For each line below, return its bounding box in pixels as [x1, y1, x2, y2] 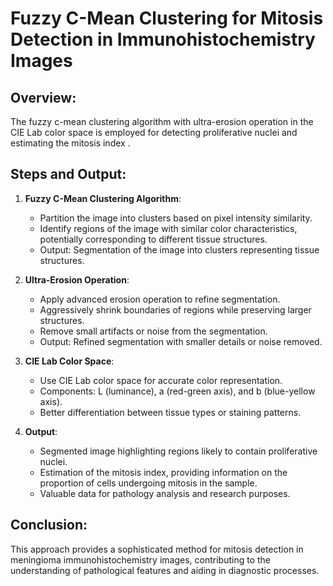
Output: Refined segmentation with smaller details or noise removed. [39, 335, 323, 347]
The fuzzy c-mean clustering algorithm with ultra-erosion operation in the [10, 116, 314, 127]
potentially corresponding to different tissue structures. [39, 233, 268, 245]
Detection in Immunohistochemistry [10, 28, 316, 51]
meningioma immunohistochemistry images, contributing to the [10, 553, 271, 566]
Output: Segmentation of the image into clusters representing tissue [39, 243, 320, 256]
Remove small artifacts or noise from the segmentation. [39, 325, 268, 337]
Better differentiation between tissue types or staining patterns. [39, 406, 302, 418]
